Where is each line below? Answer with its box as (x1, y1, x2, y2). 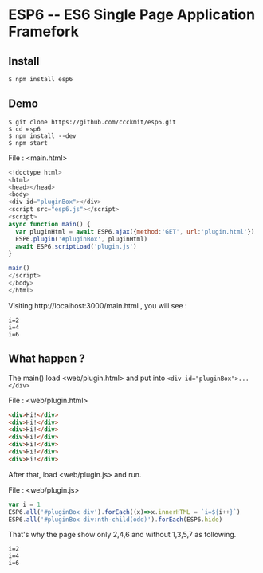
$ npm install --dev (8, 131, 77, 140)
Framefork (8, 22, 80, 41)
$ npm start (8, 139, 48, 147)
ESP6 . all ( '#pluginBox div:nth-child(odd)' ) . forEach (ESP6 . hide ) (8, 516, 223, 524)
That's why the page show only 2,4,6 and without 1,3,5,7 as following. (8, 530, 237, 540)
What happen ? (8, 352, 85, 366)
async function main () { (8, 220, 91, 228)
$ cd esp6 (8, 125, 41, 133)
